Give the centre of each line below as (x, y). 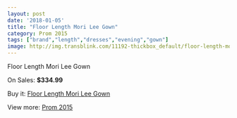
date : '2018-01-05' (36, 20)
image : (17, 46)
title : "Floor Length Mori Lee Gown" (63, 27)
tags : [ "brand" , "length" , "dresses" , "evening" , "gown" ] (88, 40)
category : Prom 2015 (38, 33)
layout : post (26, 14)
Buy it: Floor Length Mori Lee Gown (59, 93)
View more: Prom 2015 (40, 107)
